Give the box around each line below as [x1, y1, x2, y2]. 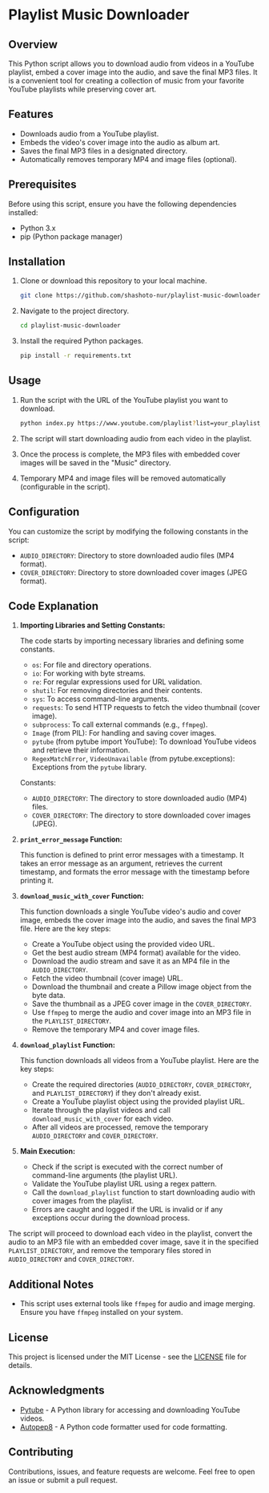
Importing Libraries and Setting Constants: [19, 620, 166, 631]
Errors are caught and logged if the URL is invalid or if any [31, 1205, 223, 1215]
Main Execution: [19, 1146, 76, 1156]
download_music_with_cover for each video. [31, 1114, 174, 1124]
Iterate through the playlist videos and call [31, 1106, 171, 1115]
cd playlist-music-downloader [19, 322, 122, 330]
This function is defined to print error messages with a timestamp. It [19, 850, 244, 860]
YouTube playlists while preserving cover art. [8, 84, 157, 94]
